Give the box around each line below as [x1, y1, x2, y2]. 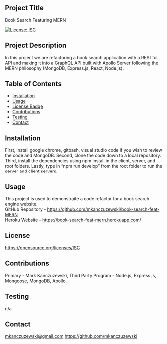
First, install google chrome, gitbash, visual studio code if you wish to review [5, 147, 162, 153]
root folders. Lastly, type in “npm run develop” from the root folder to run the [5, 163, 163, 169]
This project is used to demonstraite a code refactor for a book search [5, 196, 150, 202]
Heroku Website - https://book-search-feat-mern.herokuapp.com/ [5, 217, 141, 223]
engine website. [5, 201, 38, 207]
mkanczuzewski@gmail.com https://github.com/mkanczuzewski [5, 333, 138, 339]
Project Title [5, 4, 44, 12]
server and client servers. [5, 168, 58, 174]
